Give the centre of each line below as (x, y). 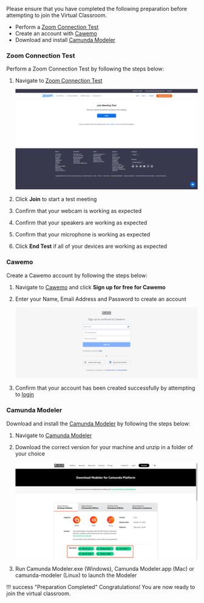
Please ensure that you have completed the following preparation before (97, 9)
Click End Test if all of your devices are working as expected (91, 246)
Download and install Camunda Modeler (65, 40)
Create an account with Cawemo (56, 33)
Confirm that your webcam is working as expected (78, 211)
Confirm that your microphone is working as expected (83, 235)
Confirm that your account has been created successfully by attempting (105, 388)
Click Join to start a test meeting (56, 199)
